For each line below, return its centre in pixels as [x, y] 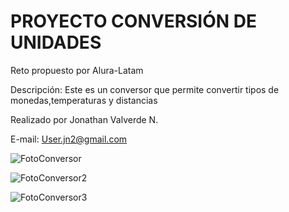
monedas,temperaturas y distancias [84, 100]
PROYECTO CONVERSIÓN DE [133, 21]
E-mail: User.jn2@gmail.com [69, 139]
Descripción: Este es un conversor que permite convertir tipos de [145, 89]
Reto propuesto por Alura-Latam [77, 70]
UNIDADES [56, 42]
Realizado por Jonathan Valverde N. [84, 119]
